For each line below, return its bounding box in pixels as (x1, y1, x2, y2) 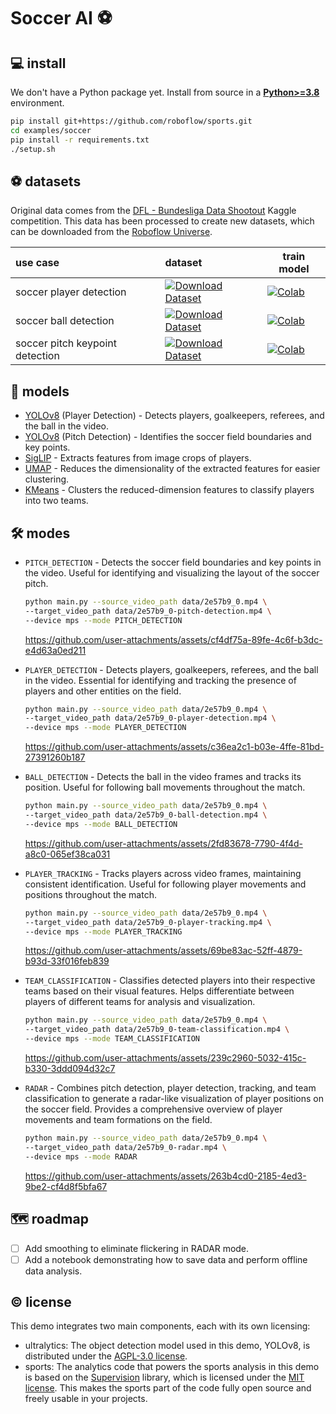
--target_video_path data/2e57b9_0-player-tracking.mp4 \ (24, 917, 272, 927)
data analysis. (24, 1265, 83, 1277)
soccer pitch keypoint (15, 336, 117, 350)
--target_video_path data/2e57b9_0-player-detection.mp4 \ (24, 713, 277, 724)
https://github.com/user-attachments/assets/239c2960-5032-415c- (24, 1052, 307, 1064)
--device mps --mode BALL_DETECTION (24, 819, 178, 829)
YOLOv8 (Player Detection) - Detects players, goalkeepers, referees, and (24, 410, 325, 422)
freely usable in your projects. (24, 1393, 148, 1405)
